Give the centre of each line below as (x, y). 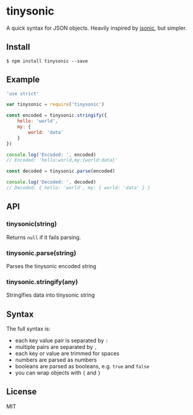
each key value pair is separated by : (62, 340)
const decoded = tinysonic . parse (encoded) (61, 171)
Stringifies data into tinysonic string (51, 295)
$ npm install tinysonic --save (47, 61)
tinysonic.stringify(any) (42, 282)
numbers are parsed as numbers (56, 360)
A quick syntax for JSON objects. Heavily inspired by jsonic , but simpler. (96, 28)
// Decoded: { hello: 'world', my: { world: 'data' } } (78, 188)
